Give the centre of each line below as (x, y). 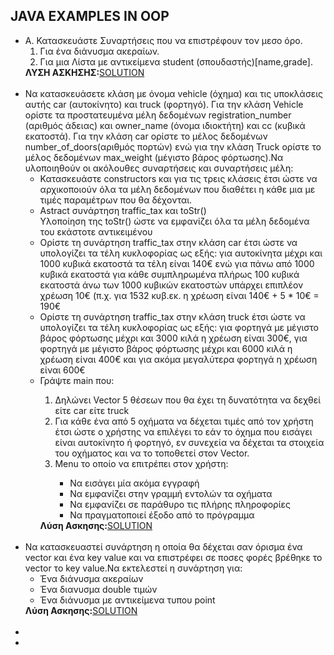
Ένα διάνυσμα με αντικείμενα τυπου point (127, 600)
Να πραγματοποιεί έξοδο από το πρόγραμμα (162, 515)
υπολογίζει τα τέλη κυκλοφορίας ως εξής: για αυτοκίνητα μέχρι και (181, 253)
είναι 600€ (62, 370)
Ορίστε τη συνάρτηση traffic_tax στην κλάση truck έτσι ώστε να (172, 316)
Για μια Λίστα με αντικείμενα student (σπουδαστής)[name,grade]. (176, 61)
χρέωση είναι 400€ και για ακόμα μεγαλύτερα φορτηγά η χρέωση (178, 359)
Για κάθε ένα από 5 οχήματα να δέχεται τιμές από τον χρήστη (184, 421)
